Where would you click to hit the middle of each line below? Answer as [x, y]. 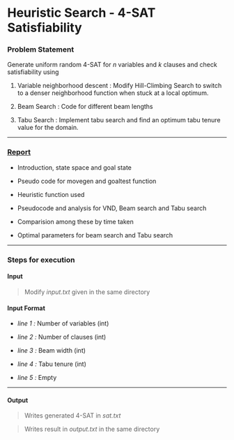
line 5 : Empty [37, 378]
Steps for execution [41, 260]
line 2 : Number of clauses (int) [62, 337]
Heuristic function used [51, 194]
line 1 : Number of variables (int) [63, 323]
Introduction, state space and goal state [75, 167]
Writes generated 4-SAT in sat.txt [72, 416]
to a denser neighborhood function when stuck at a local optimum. [113, 93]
